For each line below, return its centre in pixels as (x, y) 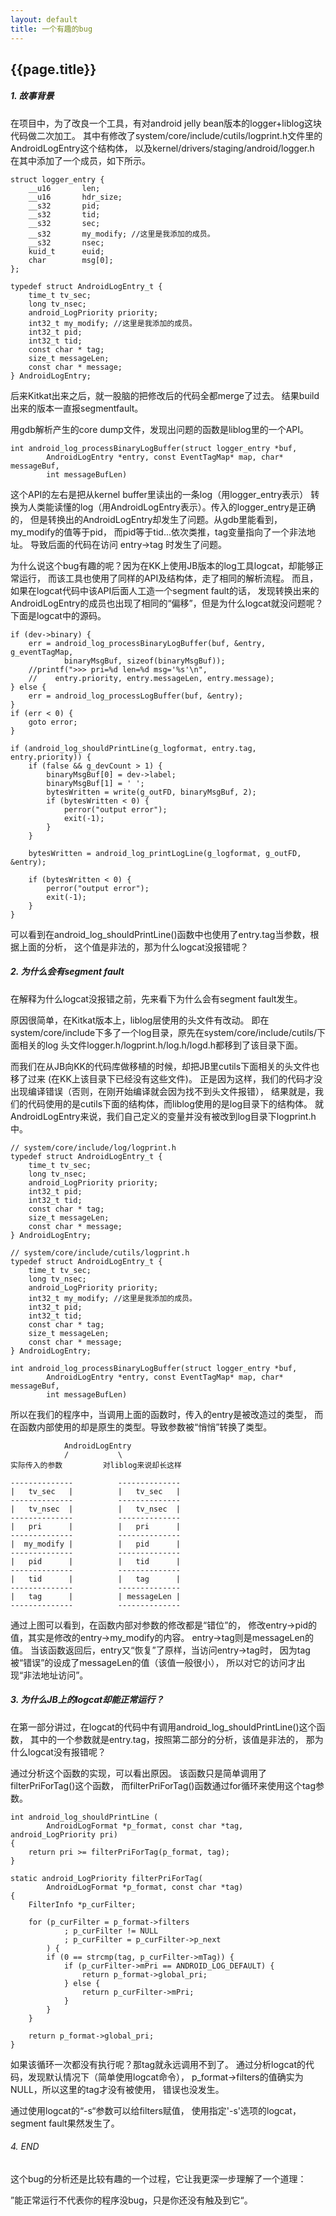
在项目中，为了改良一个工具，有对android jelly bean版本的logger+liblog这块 (166, 123)
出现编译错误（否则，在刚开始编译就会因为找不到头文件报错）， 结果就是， (162, 1091)
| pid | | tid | (96, 1561)
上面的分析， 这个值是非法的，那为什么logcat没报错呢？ (133, 947)
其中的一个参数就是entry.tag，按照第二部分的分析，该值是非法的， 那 (172, 1739)
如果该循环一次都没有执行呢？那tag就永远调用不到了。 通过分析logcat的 (158, 2064)
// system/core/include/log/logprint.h (93, 1147)
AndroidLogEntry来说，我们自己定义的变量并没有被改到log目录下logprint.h (163, 1116)
